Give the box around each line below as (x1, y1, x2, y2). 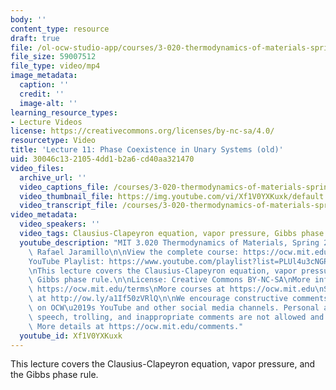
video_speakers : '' (19, 219, 101, 230)
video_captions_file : (19, 182, 110, 192)
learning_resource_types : (10, 107, 118, 118)
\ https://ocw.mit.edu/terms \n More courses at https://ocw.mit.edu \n (28, 284, 325, 295)
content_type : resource (10, 24, 110, 34)
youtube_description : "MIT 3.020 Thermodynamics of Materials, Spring (19, 237, 320, 248)
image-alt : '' (19, 98, 78, 108)
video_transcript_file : (19, 201, 118, 211)
